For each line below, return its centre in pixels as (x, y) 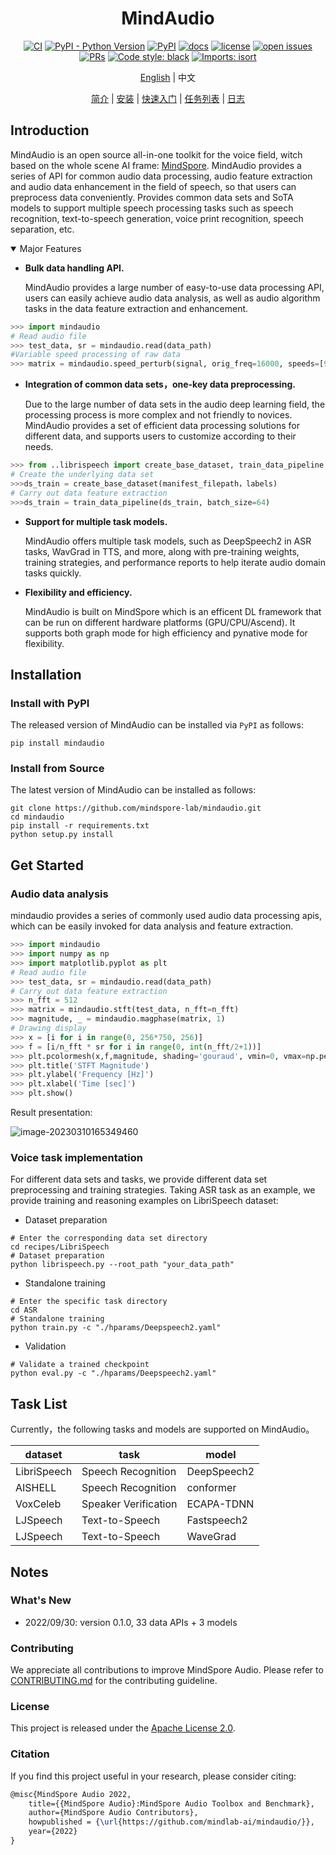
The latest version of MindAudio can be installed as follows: (133, 790)
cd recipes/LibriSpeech (60, 1247)
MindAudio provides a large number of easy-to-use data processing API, (174, 287)
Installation (46, 674)
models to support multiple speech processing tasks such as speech (152, 208)
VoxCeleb (38, 1504)
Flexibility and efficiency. (78, 592)
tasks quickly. (53, 573)
